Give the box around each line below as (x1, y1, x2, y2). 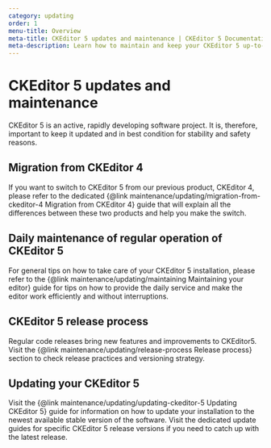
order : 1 (8, 19, 38, 27)
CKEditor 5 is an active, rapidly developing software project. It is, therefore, (8, 120, 258, 130)
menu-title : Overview (8, 27, 81, 35)
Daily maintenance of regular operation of (8, 232, 223, 245)
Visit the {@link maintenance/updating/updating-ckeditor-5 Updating (8, 398, 238, 408)
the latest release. (8, 433, 69, 442)
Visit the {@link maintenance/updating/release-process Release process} (8, 345, 252, 354)
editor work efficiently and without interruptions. (8, 291, 169, 301)
